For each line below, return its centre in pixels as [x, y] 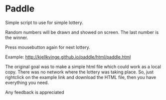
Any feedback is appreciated [35, 92]
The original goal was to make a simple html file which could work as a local [83, 66]
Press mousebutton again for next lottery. [48, 47]
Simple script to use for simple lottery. [44, 22]
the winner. [17, 37]
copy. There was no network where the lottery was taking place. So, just [79, 72]
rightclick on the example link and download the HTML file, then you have [81, 77]
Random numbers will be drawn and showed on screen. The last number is [82, 32]
